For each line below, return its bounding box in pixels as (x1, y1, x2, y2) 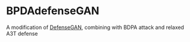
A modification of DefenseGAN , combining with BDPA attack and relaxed (6, 24, 185, 31)
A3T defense (6, 30, 38, 37)
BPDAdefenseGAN (6, 4, 99, 18)
